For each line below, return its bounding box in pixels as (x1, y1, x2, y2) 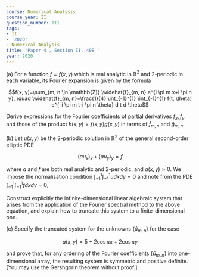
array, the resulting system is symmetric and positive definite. (37, 257, 189, 264)
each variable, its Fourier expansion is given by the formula (6, 77, 151, 84)
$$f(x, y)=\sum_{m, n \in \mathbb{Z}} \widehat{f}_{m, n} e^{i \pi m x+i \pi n (8, 89, 192, 96)
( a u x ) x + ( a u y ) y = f (77, 152, 123, 161)
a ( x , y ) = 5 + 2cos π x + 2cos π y (62, 238, 138, 245)
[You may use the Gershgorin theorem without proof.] (6, 263, 138, 271)
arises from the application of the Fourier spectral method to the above (6, 201, 181, 208)
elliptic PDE (6, 141, 35, 148)
